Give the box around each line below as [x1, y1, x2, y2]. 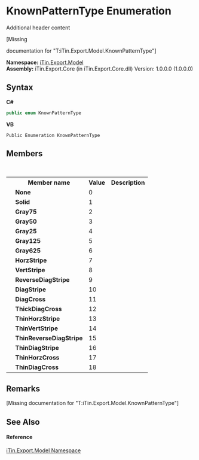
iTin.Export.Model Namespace [6, 447, 81, 454]
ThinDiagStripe [15, 344, 60, 352]
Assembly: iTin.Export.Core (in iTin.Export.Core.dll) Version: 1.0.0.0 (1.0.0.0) [6, 65, 193, 72]
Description [111, 178, 145, 187]
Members [6, 148, 43, 159]
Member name [27, 178, 71, 187]
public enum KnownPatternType [6, 109, 82, 116]
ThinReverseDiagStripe [15, 334, 83, 342]
